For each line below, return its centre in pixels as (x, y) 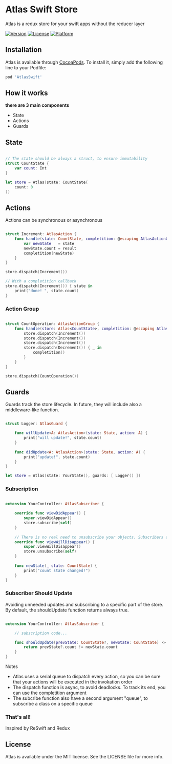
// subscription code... (41, 633)
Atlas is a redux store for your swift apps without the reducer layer (75, 24)
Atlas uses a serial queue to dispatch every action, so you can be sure (87, 677)
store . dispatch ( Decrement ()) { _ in (63, 348)
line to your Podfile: (26, 67)
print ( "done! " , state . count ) (47, 291)
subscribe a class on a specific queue (53, 704)
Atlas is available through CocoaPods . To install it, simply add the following (84, 62)
